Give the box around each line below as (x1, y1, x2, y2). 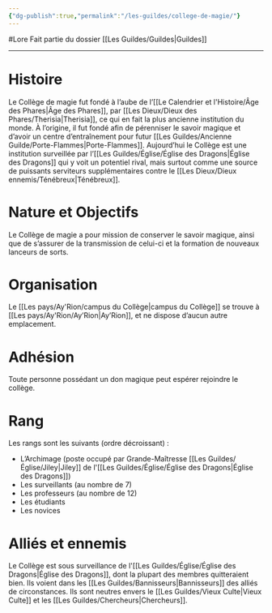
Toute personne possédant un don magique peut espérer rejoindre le (8, 375, 239, 384)
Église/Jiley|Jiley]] (19, 463, 82, 473)
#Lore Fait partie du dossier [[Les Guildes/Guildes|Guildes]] (8, 34, 207, 44)
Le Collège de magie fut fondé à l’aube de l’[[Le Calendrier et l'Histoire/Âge (8, 96, 259, 106)
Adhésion (8, 348, 74, 366)
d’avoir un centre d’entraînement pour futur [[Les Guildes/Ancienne (8, 131, 232, 141)
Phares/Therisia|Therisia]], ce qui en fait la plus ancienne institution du (8, 114, 244, 124)
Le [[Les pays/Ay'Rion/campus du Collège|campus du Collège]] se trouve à (8, 302, 260, 312)
